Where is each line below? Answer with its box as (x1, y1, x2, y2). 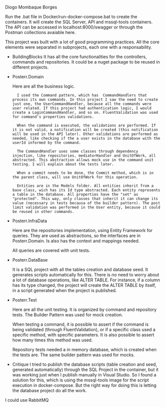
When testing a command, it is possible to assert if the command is (12, 321, 149, 327)
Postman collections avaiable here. (5, 30, 76, 35)
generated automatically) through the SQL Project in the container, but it (12, 367, 159, 373)
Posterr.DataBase (12, 257, 48, 263)
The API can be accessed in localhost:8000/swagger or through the (5, 24, 143, 30)
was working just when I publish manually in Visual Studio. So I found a (12, 372, 157, 377)
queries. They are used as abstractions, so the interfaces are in (12, 233, 141, 238)
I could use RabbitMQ (5, 397, 49, 403)
